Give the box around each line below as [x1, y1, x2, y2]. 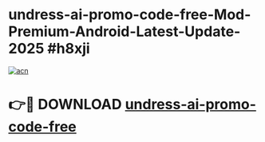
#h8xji [47, 40, 90, 57]
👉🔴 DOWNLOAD [8, 96, 122, 113]
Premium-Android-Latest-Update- [8, 22, 241, 41]
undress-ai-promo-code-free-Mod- [8, 6, 251, 24]
